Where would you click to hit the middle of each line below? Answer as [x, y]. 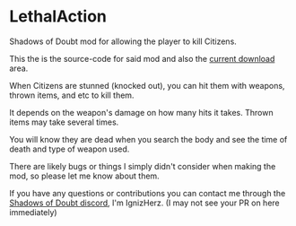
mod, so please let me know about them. [84, 176]
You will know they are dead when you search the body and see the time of [148, 139]
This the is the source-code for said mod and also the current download [142, 58]
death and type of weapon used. [70, 149]
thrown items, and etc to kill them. [72, 95]
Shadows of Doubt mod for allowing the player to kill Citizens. [123, 41]
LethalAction [58, 17]
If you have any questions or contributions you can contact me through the [148, 193]
